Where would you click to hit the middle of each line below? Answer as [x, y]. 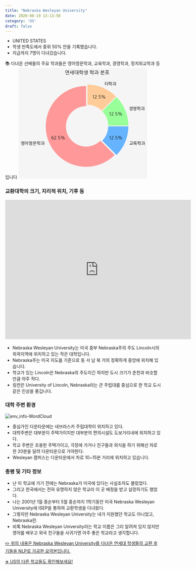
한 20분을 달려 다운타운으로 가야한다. [48, 451]
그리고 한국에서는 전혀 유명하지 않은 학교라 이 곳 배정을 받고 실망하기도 [80, 489]
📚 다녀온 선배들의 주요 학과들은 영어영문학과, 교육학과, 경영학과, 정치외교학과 [80, 63]
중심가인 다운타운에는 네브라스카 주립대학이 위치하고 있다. [68, 426]
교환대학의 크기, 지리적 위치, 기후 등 [45, 191]
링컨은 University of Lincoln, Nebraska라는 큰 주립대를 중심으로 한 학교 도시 [87, 385]
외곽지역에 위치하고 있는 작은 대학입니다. [51, 354]
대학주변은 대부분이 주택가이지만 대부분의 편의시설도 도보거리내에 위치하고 [84, 432]
